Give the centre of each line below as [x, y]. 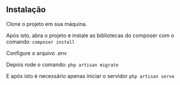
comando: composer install [41, 41]
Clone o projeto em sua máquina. [47, 24]
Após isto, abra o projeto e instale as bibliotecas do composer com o [90, 35]
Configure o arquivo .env [37, 53]
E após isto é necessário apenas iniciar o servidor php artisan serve [90, 76]
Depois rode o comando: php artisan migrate [62, 64]
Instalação [26, 10]
